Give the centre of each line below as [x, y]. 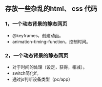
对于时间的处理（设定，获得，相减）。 [50, 67]
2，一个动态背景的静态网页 [37, 55]
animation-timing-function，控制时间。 [51, 42]
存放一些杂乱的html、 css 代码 [51, 9]
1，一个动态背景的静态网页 [36, 24]
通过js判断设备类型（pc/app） [42, 79]
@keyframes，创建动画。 [38, 35]
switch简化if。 [27, 73]
